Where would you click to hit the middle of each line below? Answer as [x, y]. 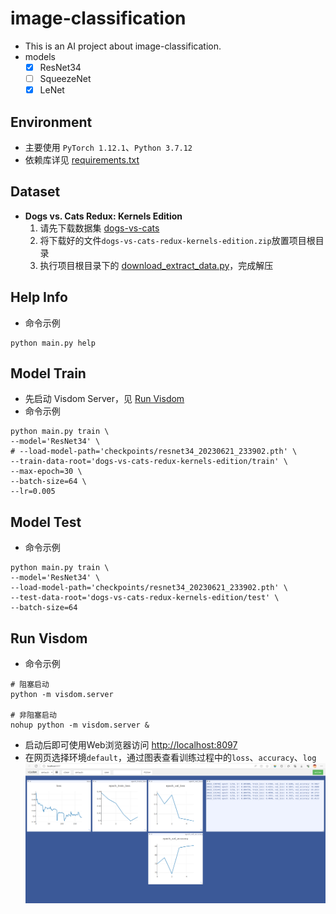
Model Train [48, 373]
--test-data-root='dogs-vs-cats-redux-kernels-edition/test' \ [145, 598]
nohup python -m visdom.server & [80, 725]
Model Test [46, 522]
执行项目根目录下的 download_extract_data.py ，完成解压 [156, 265]
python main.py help [53, 343]
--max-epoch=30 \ [46, 472]
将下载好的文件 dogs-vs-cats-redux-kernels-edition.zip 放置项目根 [177, 240]
